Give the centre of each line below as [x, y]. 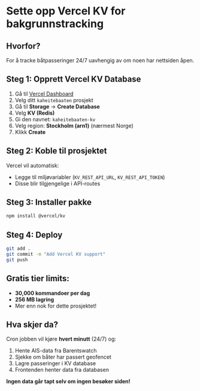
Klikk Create [30, 132]
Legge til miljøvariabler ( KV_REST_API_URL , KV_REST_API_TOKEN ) [90, 177]
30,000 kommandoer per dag [52, 293]
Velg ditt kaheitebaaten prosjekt [54, 100]
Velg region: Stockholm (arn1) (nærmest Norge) [74, 126]
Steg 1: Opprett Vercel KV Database [74, 79]
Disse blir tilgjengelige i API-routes [57, 183]
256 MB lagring [34, 299]
